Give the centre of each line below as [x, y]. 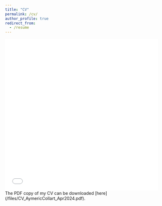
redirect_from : [20, 23]
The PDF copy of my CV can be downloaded [49, 193]
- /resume [19, 28]
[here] [101, 193]
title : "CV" [17, 9]
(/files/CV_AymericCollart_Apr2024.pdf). [45, 198]
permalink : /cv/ [21, 14]
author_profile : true [27, 18]
